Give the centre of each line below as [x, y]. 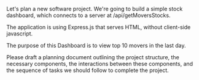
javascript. [20, 34]
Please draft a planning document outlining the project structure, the [93, 57]
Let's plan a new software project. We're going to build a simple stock [95, 9]
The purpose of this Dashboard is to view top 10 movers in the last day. [96, 45]
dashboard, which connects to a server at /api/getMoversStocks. [88, 15]
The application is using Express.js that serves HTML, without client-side [99, 27]
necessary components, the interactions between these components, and [100, 64]
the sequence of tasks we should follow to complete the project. [88, 70]
